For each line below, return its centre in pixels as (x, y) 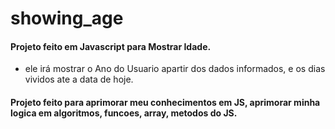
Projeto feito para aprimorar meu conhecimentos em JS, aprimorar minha (165, 102)
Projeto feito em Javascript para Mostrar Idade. (111, 46)
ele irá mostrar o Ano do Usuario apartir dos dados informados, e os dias (175, 69)
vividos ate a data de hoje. (79, 79)
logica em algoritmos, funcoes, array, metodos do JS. (124, 113)
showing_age (67, 18)
